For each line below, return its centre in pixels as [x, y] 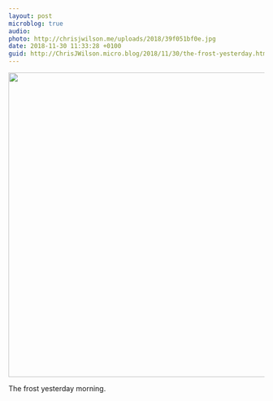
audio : [19, 31]
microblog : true [36, 24]
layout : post [30, 16]
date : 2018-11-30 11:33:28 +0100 [65, 46]
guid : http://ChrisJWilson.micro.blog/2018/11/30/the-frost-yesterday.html [139, 54]
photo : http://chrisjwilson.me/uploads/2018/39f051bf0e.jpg [113, 39]
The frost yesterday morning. [57, 388]
